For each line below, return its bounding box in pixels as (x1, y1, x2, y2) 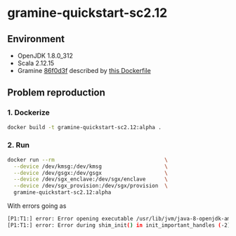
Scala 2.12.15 (17, 59, 55, 67)
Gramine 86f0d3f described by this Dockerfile (17, 67, 151, 74)
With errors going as (7, 202, 67, 210)
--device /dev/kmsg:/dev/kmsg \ (13, 163, 169, 170)
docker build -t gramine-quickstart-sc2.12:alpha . (7, 124, 162, 131)
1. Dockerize (7, 107, 51, 117)
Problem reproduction (7, 86, 105, 99)
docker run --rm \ (7, 156, 169, 163)
